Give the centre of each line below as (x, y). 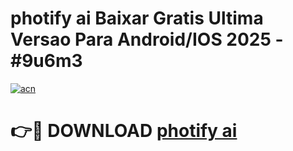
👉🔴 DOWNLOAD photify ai (124, 131)
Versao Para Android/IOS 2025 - (147, 39)
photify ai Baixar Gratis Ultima (137, 18)
